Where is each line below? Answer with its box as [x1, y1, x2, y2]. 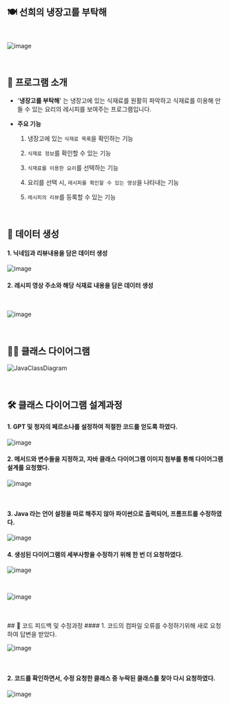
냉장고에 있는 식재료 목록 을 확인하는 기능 [27, 134, 134, 143]
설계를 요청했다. [7, 464, 50, 472]
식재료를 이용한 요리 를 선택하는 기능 [27, 163, 119, 172]
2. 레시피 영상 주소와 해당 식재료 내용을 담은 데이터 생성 [7, 281, 154, 289]
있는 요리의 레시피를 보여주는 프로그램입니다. [32, 105, 151, 113]
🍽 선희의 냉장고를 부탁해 [7, 6, 107, 19]
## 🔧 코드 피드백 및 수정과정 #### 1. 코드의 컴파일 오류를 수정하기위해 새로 [7, 622, 209, 630]
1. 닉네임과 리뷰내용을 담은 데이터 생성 [7, 249, 108, 257]
